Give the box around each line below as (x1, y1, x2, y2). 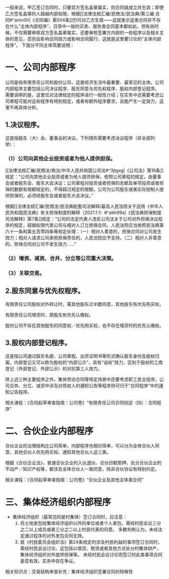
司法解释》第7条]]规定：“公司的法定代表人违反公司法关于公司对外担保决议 (5, 216, 158, 222)
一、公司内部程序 (5, 62, 76, 73)
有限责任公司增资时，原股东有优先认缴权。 (5, 312, 94, 318)
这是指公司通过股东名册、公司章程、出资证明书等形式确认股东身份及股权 (5, 353, 155, 359)
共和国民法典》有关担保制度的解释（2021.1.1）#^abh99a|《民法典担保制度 (9, 209, 162, 215)
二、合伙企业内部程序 (5, 425, 94, 437)
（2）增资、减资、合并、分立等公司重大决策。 (5, 255, 117, 262)
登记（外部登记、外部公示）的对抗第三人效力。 (5, 366, 102, 372)
